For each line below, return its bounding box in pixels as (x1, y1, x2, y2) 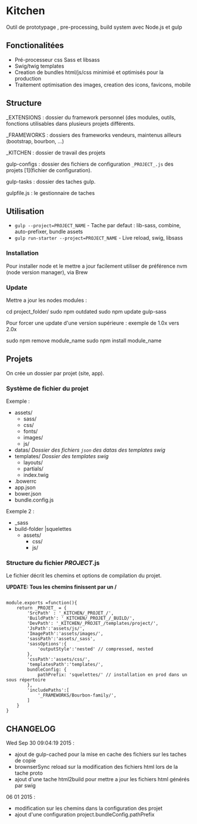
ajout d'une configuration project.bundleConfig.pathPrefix (14, 811, 155, 818)
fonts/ (23, 428, 38, 435)
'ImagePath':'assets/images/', (27, 631, 104, 637)
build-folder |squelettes (14, 526, 72, 533)
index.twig (23, 472, 49, 479)
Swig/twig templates (14, 62, 64, 69)
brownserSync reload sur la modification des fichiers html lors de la (14, 764, 178, 771)
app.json (14, 484, 36, 491)
